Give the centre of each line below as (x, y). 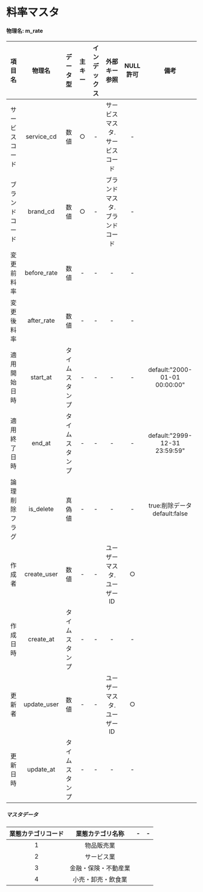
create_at (41, 639)
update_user (41, 704)
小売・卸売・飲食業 (100, 880)
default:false (170, 514)
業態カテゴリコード (37, 834)
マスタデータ (22, 814)
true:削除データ (170, 506)
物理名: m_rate (25, 30)
